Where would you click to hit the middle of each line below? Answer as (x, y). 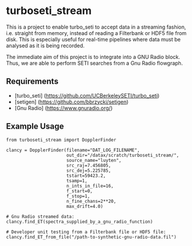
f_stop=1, (78, 196)
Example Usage (35, 127)
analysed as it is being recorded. (45, 46)
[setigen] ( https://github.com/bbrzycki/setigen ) (71, 102)
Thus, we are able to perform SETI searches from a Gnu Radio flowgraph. (95, 63)
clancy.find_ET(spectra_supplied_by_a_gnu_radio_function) (80, 221)
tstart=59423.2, (86, 176)
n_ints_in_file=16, (90, 186)
